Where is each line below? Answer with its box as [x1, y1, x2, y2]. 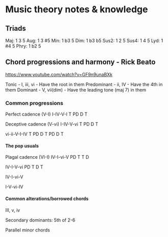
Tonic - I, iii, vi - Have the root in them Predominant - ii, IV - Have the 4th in [5, 81, 163, 88]
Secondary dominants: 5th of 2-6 [5, 217, 76, 223]
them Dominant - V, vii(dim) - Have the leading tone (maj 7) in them [5, 87, 147, 93]
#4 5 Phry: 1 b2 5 [5, 43, 41, 49]
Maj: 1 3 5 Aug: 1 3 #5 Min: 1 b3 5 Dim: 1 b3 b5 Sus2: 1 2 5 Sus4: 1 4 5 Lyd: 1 [5, 37, 163, 44]
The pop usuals [5, 142, 39, 149]
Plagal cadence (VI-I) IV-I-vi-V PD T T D [5, 154, 89, 160]
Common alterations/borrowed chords [5, 196, 89, 202]
